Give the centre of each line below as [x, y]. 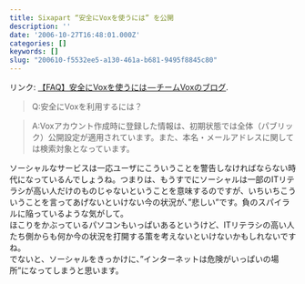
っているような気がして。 [81, 213]
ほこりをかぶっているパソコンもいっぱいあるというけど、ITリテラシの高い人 [152, 225]
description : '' [40, 26]
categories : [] [38, 43]
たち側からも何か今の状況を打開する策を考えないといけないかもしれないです [153, 236]
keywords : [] [34, 52]
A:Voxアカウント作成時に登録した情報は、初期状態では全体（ [147, 126]
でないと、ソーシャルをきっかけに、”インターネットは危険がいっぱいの [140, 259]
